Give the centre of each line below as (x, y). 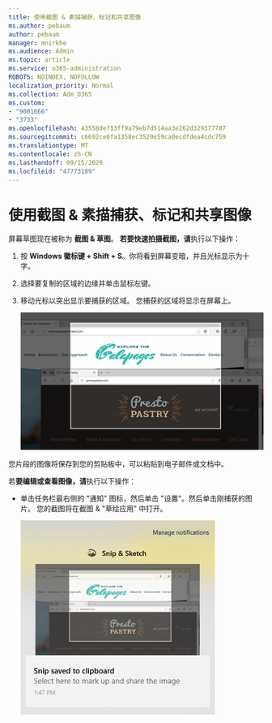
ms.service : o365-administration (65, 69)
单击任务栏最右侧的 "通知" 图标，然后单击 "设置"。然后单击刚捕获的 (132, 498)
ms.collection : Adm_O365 (50, 94)
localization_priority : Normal (61, 85)
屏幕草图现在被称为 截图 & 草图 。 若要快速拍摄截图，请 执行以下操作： (124, 239)
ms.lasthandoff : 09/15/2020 (56, 162)
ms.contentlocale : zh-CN (50, 154)
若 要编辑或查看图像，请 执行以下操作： (72, 481)
